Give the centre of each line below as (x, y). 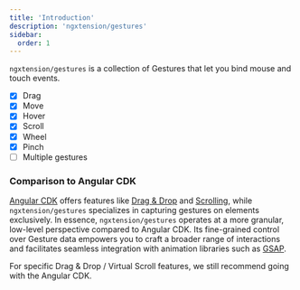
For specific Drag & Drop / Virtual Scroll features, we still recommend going (149, 266)
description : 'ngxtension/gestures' (78, 26)
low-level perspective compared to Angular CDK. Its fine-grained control (145, 229)
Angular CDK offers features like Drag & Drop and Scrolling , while (131, 201)
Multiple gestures (55, 157)
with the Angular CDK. (51, 276)
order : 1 (34, 43)
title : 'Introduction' (52, 18)
